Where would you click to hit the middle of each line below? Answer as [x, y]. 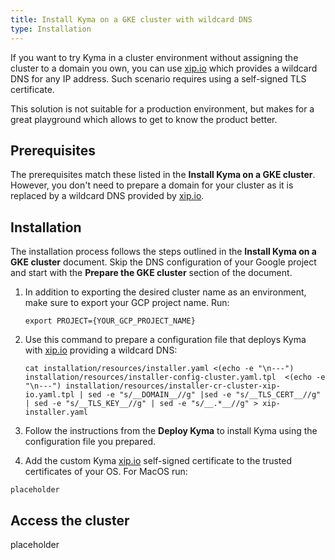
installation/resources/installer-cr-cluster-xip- [173, 386]
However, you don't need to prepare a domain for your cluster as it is [152, 185]
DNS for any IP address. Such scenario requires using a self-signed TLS [158, 78]
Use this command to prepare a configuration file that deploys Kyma [165, 340]
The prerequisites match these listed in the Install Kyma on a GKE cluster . [163, 175]
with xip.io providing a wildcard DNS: [101, 350]
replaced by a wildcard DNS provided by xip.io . [107, 196]
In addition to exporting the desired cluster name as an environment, [165, 292]
